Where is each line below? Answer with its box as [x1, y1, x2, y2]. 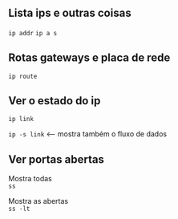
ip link [8, 116, 34, 124]
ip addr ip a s [8, 29, 58, 37]
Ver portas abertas [8, 152, 104, 166]
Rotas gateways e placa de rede [8, 51, 171, 65]
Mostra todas [8, 174, 52, 184]
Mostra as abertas [8, 197, 69, 206]
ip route [8, 72, 38, 80]
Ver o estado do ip [8, 94, 101, 107]
